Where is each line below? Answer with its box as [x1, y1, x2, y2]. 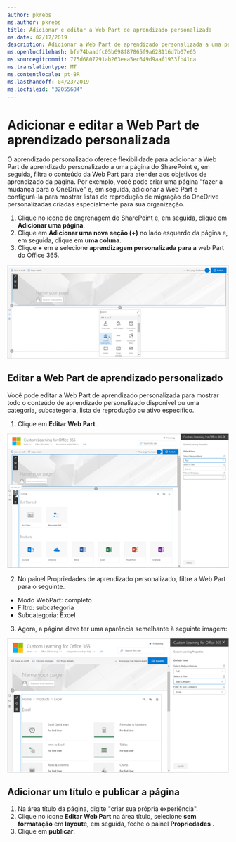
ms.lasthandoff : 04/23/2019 [7, 78, 90, 85]
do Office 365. [17, 251, 60, 260]
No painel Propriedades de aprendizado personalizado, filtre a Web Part [17, 575, 226, 583]
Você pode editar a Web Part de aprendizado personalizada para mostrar [7, 391, 219, 400]
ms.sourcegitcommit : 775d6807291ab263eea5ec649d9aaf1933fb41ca [7, 56, 197, 63]
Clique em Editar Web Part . [17, 419, 98, 428]
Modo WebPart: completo [17, 596, 93, 605]
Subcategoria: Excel [17, 611, 76, 619]
